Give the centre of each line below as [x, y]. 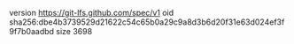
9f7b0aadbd [32, 31]
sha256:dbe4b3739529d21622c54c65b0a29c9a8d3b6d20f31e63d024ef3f [147, 22]
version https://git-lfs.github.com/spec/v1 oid [92, 13]
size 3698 [74, 31]
